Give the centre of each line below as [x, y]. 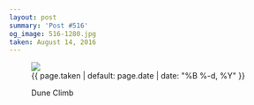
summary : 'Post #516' [49, 26]
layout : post [33, 17]
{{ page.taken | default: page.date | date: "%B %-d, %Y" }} [138, 76]
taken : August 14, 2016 [53, 42]
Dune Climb [52, 93]
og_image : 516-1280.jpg [53, 34]
